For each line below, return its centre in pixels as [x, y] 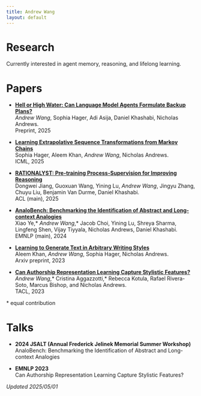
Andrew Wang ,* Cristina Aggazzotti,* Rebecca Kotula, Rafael [90, 278]
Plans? [24, 112]
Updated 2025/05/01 [32, 387]
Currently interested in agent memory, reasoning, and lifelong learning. [94, 64]
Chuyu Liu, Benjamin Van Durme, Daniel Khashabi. [77, 192]
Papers [24, 88]
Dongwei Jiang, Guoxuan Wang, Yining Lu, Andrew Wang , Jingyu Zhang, [105, 186]
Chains [24, 149]
